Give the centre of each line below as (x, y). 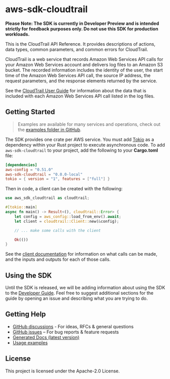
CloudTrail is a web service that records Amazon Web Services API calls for (84, 59)
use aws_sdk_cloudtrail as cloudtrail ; (47, 198)
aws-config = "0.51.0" (29, 169)
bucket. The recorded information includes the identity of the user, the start (84, 70)
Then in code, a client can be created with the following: (64, 189)
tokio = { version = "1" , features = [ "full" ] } (58, 179)
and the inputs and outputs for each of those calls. (58, 259)
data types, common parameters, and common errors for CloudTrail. (77, 49)
